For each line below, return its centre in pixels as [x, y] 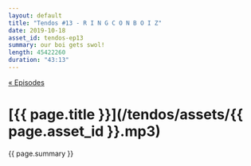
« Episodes [27, 82]
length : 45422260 [37, 52]
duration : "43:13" [39, 60]
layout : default [35, 15]
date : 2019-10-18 [37, 30]
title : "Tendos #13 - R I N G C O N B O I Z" [85, 23]
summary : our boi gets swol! [57, 45]
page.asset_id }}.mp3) [84, 131]
